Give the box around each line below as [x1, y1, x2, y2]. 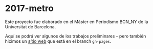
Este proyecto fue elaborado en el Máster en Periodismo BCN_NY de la [5, 19, 148, 24]
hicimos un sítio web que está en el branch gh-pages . [5, 38, 111, 44]
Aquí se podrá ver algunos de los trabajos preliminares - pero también [5, 33, 146, 39]
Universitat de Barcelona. [5, 24, 56, 29]
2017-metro [5, 3, 54, 14]
